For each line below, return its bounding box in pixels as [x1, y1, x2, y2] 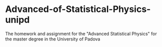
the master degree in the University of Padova [5, 36, 100, 42]
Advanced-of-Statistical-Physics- [5, 3, 151, 15]
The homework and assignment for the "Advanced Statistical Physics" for [5, 30, 157, 36]
